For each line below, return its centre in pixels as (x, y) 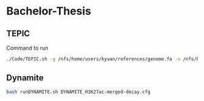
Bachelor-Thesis (49, 11)
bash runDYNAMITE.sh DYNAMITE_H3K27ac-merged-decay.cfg (78, 92)
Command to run (27, 48)
